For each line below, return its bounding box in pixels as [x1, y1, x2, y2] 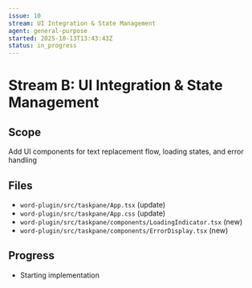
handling [8, 155, 38, 165]
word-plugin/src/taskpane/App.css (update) [19, 208, 166, 218]
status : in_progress [8, 42, 78, 50]
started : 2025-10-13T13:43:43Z [8, 34, 113, 43]
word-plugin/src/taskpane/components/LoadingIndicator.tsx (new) [19, 216, 243, 226]
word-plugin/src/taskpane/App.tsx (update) [19, 200, 166, 209]
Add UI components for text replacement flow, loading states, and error [8, 146, 244, 157]
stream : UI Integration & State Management [8, 19, 156, 27]
